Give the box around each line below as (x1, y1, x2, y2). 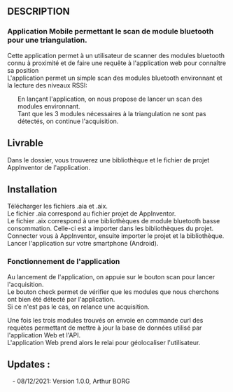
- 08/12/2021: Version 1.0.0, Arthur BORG (12, 377, 131, 386)
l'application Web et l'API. (7, 330, 81, 339)
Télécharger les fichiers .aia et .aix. (7, 202, 108, 211)
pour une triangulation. (7, 35, 87, 45)
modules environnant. (17, 101, 80, 111)
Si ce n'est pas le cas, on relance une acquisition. (7, 302, 150, 311)
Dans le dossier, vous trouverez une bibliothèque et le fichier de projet (7, 155, 210, 164)
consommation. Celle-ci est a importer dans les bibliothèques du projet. (7, 224, 214, 233)
